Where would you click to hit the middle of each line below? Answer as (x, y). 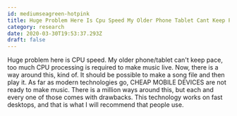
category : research (36, 27)
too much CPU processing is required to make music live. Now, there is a (113, 67)
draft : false (26, 40)
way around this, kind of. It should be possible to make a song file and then (116, 75)
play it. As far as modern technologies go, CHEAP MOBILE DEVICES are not (117, 82)
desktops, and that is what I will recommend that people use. (96, 105)
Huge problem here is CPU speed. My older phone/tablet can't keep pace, (115, 60)
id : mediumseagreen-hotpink (49, 14)
